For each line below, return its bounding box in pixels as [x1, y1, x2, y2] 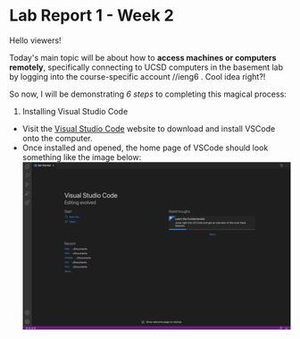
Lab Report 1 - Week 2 [9, 5, 174, 26]
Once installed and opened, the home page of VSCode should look [21, 142, 269, 153]
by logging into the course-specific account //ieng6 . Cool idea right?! [9, 71, 266, 81]
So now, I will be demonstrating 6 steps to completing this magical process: [9, 89, 287, 99]
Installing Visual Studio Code [21, 106, 129, 116]
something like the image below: [21, 151, 142, 162]
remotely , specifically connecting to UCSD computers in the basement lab [9, 62, 284, 72]
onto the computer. [21, 132, 93, 143]
